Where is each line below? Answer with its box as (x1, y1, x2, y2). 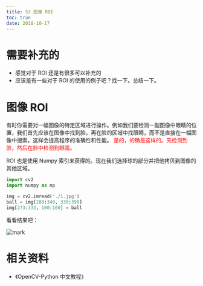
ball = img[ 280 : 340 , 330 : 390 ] (6, 199, 83, 205)
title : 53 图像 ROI (6, 8, 54, 15)
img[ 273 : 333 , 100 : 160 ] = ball (6, 204, 83, 211)
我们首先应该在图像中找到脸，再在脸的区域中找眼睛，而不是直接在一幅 (16, 129, 192, 136)
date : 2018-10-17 (6, 20, 50, 26)
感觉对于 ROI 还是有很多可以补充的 (14, 69, 101, 76)
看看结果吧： (6, 216, 38, 224)
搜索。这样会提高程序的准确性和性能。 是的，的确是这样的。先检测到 (16, 137, 188, 144)
